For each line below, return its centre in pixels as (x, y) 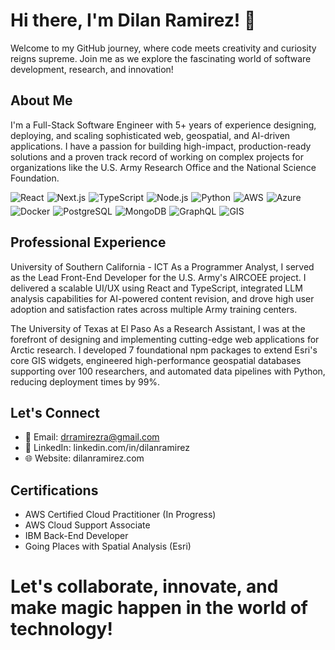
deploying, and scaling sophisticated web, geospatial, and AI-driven (150, 135)
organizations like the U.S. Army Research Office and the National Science (163, 167)
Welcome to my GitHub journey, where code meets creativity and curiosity (163, 48)
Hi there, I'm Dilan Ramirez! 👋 (133, 20)
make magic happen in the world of (159, 608)
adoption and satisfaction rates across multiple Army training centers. (154, 309)
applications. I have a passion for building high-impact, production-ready (161, 146)
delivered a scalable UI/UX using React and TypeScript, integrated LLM (156, 288)
